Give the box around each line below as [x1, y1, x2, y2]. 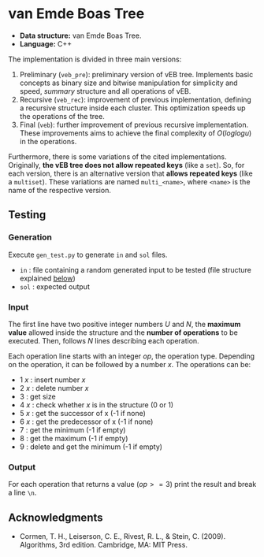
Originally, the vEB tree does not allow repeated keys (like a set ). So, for [8, 160, 245, 169]
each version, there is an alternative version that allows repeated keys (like [8, 169, 254, 178]
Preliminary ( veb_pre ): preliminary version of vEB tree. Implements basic [19, 69, 254, 79]
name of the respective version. [8, 185, 112, 195]
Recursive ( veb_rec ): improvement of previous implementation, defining [19, 95, 252, 104]
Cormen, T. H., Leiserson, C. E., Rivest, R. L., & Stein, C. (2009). [19, 532, 226, 541]
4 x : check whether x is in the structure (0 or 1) [19, 399, 174, 410]
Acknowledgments [8, 511, 104, 524]
